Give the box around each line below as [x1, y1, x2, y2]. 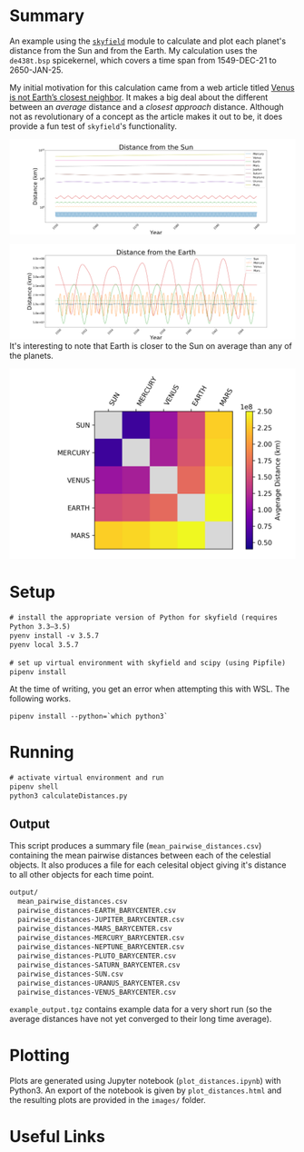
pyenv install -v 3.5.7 [9, 631, 100, 641]
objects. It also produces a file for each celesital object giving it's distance [9, 859, 287, 870]
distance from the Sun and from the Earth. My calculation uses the [9, 45, 258, 55]
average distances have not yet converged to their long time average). [9, 1013, 272, 1024]
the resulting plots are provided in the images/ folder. [9, 1094, 206, 1105]
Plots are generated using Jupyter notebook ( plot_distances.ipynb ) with [9, 1075, 281, 1086]
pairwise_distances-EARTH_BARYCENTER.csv [17, 906, 177, 915]
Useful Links [9, 1127, 106, 1147]
